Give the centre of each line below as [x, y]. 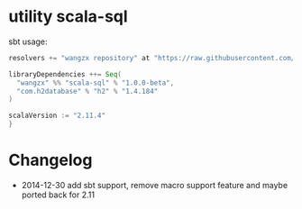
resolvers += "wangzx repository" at [79, 58]
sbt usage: [28, 41]
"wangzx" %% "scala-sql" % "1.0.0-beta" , [96, 83]
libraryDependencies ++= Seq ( [65, 74]
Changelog [50, 160]
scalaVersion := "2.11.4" [57, 116]
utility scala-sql [68, 17]
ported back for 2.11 [58, 195]
